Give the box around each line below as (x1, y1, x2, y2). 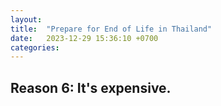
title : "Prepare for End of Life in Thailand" (10, 24, 213, 34)
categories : (10, 42, 60, 53)
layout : (10, 14, 43, 25)
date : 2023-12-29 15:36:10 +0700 (10, 33, 159, 43)
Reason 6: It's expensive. (10, 79, 172, 96)
